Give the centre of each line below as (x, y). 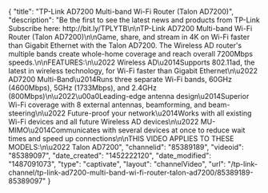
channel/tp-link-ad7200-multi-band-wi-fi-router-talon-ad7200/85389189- (131, 172)
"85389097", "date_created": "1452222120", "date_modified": (110, 156)
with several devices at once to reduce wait (174, 130)
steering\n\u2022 (37, 113)
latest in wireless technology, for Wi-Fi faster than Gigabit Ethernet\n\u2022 (133, 71)
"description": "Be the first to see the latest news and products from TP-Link (134, 20)
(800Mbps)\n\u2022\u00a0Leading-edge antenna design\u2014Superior (129, 96)
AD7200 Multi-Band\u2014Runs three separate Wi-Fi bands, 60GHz (120, 79)
